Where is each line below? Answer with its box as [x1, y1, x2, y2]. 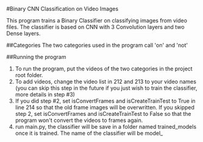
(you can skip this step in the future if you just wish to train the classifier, [15, 84, 198, 92]
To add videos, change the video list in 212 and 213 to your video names [15, 78, 197, 85]
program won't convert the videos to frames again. [15, 117, 143, 124]
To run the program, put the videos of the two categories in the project [15, 65, 193, 72]
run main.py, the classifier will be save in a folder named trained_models [15, 123, 197, 130]
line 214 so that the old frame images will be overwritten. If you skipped [15, 104, 195, 111]
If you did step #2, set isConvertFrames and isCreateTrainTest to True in [15, 97, 196, 104]
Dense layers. [6, 30, 41, 37]
